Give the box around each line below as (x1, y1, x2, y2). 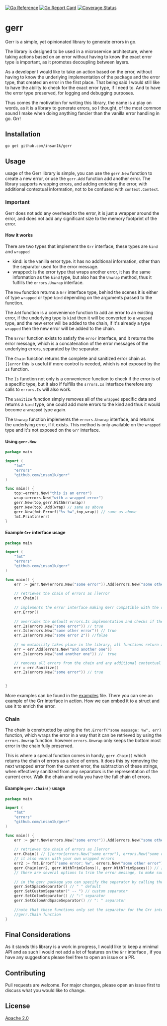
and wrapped (5, 248, 30, 254)
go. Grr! (5, 115, 21, 121)
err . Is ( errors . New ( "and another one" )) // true (14, 651, 117, 657)
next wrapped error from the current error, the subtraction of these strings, (5, 763, 159, 769)
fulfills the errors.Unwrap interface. (12, 279, 84, 285)
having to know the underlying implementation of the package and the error (5, 74, 161, 80)
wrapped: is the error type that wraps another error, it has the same (12, 269, 151, 275)
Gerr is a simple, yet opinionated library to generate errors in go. (5, 38, 137, 44)
